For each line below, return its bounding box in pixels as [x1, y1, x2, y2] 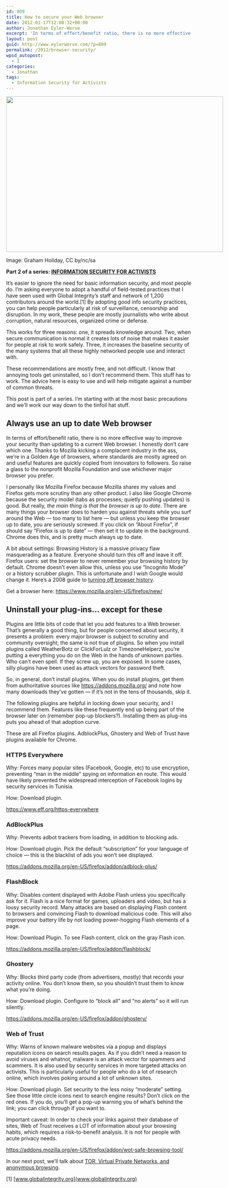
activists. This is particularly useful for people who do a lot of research [6, 1068, 178, 1075]
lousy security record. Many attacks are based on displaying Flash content [6, 903, 187, 911]
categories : [6, 63, 35, 70]
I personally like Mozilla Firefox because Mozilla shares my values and [6, 483, 176, 490]
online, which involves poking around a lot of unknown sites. [6, 1074, 153, 1082]
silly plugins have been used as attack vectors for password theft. [6, 664, 166, 671]
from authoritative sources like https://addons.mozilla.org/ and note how [6, 682, 181, 689]
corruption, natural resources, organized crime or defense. [6, 317, 148, 324]
